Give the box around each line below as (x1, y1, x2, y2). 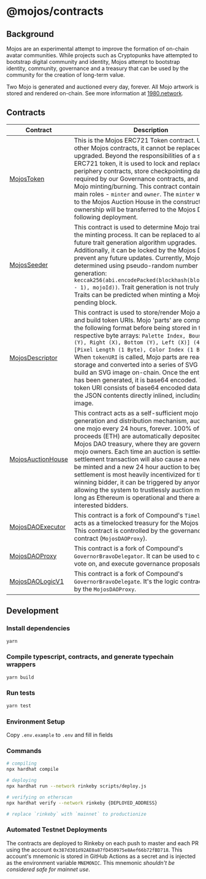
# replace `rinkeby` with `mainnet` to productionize (6, 811, 147, 817)
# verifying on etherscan (6, 794, 72, 800)
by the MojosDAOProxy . (74, 585, 137, 593)
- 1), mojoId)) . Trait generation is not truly (74, 283, 199, 291)
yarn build (6, 674, 34, 680)
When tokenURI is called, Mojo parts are (74, 352, 188, 361)
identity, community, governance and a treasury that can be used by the (6, 65, 189, 72)
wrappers (6, 660, 36, 669)
